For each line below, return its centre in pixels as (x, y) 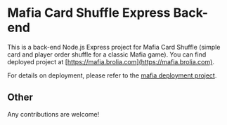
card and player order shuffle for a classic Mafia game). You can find (107, 54)
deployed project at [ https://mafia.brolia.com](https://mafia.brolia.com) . (111, 61)
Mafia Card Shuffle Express (89, 13)
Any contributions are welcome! (53, 114)
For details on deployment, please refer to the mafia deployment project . (112, 75)
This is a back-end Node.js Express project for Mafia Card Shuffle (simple (114, 47)
